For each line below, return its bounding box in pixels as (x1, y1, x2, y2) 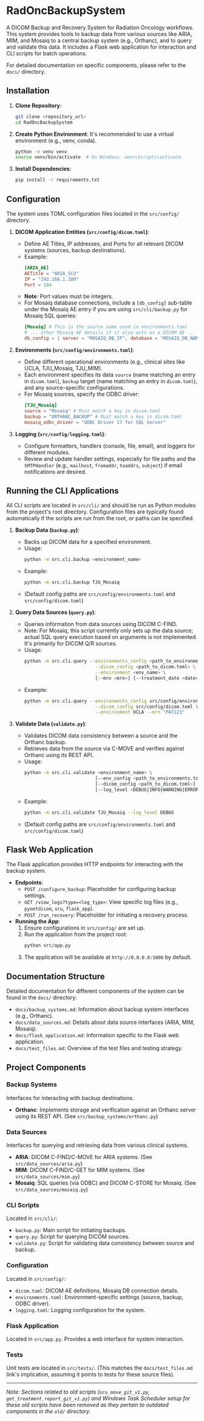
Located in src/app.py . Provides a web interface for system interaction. (6, 1335, 185, 1342)
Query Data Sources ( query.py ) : (15, 608, 96, 616)
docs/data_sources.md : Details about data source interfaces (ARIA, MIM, (15, 1018, 195, 1026)
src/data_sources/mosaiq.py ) (15, 1186, 89, 1193)
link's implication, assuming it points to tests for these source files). (6, 1371, 175, 1378)
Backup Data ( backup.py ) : (15, 526, 80, 534)
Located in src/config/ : (6, 1275, 66, 1282)
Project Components (6, 1062, 86, 1073)
